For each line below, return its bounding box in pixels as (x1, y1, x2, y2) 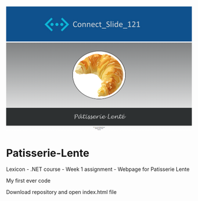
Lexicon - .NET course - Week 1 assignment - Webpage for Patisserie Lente (6, 166, 190, 173)
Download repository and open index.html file (6, 189, 117, 196)
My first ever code (6, 177, 51, 184)
